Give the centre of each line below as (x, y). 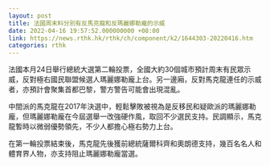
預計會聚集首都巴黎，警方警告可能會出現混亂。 (107, 90)
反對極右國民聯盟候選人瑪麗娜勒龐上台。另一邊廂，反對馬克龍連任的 (135, 79)
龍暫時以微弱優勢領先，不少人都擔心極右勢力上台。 (93, 127)
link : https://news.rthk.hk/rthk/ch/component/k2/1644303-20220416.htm (131, 38)
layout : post (30, 16)
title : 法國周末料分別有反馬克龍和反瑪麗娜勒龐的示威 (87, 23)
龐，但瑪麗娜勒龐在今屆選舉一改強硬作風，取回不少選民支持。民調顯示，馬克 (135, 116)
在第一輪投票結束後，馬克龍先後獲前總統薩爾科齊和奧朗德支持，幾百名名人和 (135, 144)
